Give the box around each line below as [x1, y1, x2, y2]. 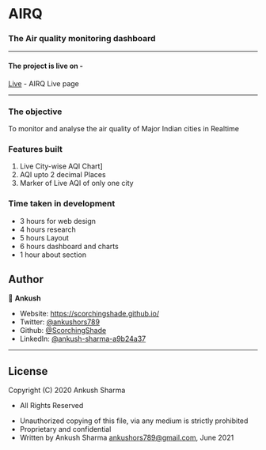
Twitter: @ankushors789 [19, 317, 101, 327]
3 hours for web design [19, 216, 97, 225]
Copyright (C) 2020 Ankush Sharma [8, 385, 126, 395]
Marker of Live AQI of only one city [19, 179, 134, 188]
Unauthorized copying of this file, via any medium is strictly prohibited [19, 416, 249, 425]
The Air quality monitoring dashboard [8, 33, 156, 44]
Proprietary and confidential [19, 425, 112, 434]
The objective [8, 106, 63, 117]
